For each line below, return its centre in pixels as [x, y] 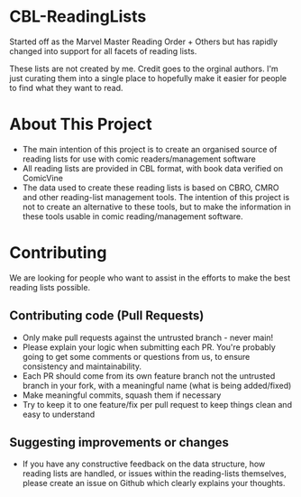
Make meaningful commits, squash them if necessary [122, 395]
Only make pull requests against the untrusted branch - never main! [148, 337]
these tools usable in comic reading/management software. [132, 216]
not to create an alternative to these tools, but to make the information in [156, 207]
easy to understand [59, 414]
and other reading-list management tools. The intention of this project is [156, 197]
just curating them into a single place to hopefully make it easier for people [148, 78]
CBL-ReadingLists [78, 17]
